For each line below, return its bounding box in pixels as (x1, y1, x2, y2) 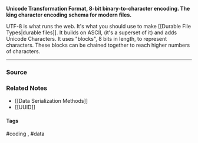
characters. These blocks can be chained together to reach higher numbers (6, 41, 190, 48)
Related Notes (6, 84, 48, 92)
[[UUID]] (14, 103, 35, 111)
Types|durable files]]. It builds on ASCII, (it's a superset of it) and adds (6, 29, 177, 36)
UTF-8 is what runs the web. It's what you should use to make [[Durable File (6, 23, 192, 30)
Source (6, 68, 28, 76)
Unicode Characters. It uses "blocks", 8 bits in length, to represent (6, 35, 167, 42)
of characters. (6, 48, 41, 55)
